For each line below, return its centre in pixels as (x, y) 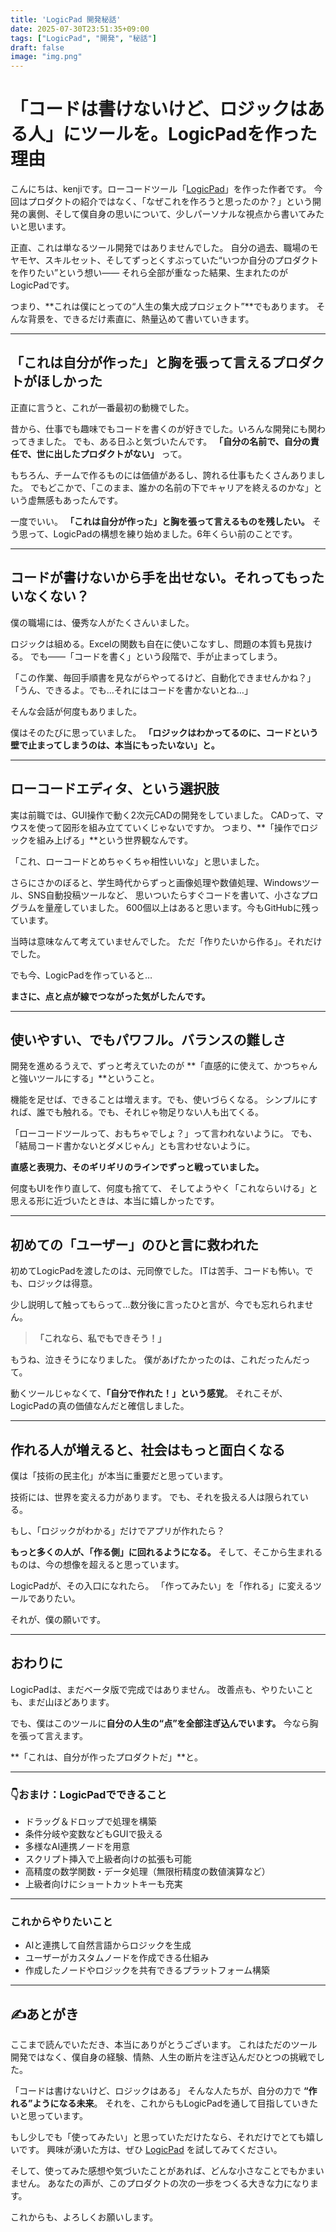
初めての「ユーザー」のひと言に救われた (134, 1244)
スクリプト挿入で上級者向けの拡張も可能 (108, 1859)
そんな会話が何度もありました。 (76, 711)
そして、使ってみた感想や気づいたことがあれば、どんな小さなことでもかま (163, 2171)
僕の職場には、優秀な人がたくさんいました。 (102, 622)
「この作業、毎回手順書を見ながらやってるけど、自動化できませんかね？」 (163, 677)
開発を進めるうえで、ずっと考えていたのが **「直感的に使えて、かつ (151, 1066)
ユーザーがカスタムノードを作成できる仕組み (117, 1958)
